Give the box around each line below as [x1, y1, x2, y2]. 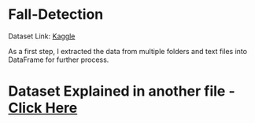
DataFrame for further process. [8, 55, 109, 64]
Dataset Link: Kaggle [8, 31, 76, 41]
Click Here [8, 99, 78, 117]
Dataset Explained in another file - [8, 82, 236, 100]
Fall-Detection [8, 5, 104, 24]
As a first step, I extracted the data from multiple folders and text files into [8, 46, 248, 56]
